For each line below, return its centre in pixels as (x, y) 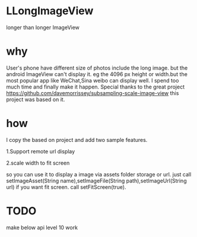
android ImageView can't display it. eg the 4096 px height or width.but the (97, 74)
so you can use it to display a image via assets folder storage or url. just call (99, 174)
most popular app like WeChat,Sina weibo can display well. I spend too (93, 80)
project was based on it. (36, 99)
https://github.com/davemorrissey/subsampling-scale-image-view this (93, 93)
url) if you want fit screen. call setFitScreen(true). (66, 187)
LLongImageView (50, 11)
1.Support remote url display (41, 151)
